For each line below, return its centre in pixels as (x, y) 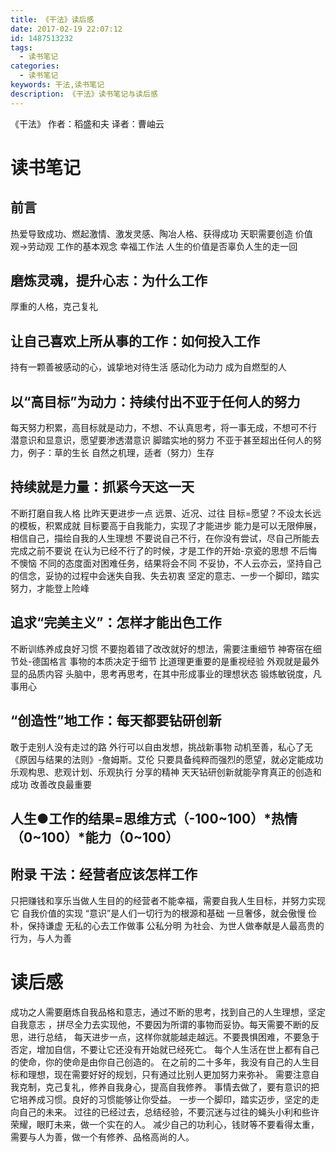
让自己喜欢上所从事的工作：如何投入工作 (135, 341)
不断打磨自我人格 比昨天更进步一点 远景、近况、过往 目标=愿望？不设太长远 (166, 513)
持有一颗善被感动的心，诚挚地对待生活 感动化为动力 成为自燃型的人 (148, 367)
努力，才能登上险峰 (50, 588)
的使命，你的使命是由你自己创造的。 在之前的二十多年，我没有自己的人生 (160, 1062)
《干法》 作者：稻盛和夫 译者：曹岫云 (87, 123)
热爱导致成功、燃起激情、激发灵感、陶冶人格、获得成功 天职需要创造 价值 (161, 233)
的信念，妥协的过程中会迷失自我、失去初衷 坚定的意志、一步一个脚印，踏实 (165, 575)
